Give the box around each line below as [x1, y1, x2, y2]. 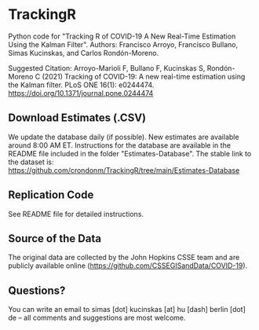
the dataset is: [8, 157, 54, 167]
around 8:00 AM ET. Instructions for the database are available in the [8, 140, 232, 150]
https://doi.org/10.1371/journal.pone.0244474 [8, 88, 154, 97]
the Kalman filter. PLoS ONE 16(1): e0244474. [8, 80, 155, 90]
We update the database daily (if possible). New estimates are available [8, 132, 239, 141]
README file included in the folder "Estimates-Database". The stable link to [8, 148, 252, 158]
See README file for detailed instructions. [8, 209, 144, 218]
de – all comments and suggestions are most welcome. [8, 313, 186, 323]
